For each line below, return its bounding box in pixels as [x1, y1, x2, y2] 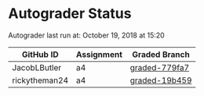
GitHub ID [21, 48, 59, 59]
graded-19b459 [129, 75, 192, 86]
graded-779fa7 [129, 62, 190, 73]
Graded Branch [132, 48, 190, 59]
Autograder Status [8, 5, 132, 23]
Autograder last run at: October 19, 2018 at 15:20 [8, 30, 165, 40]
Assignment [75, 48, 123, 59]
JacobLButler [12, 62, 62, 73]
